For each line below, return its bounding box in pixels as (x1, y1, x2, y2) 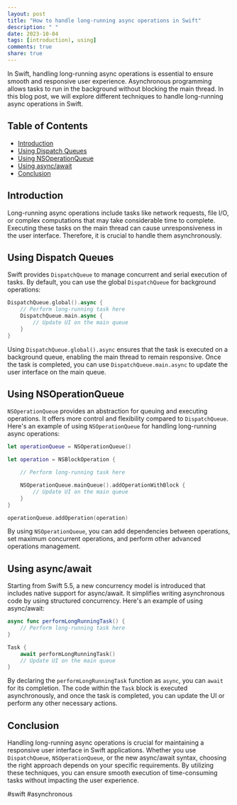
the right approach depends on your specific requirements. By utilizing (7, 761, 214, 770)
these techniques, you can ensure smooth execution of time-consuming (7, 769, 218, 777)
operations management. (7, 542, 81, 550)
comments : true (7, 43, 53, 50)
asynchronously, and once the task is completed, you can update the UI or (7, 692, 225, 700)
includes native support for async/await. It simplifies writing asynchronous (7, 589, 225, 598)
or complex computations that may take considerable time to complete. (7, 216, 216, 224)
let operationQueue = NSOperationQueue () (7, 443, 132, 450)
